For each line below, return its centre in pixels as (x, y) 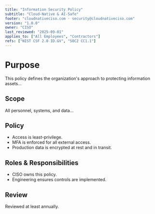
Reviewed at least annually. (32, 206)
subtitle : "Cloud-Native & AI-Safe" (42, 14)
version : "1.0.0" (22, 23)
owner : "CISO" (19, 28)
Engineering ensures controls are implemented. (59, 180)
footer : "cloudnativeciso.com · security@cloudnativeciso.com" (70, 18)
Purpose (22, 65)
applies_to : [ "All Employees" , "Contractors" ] (53, 37)
